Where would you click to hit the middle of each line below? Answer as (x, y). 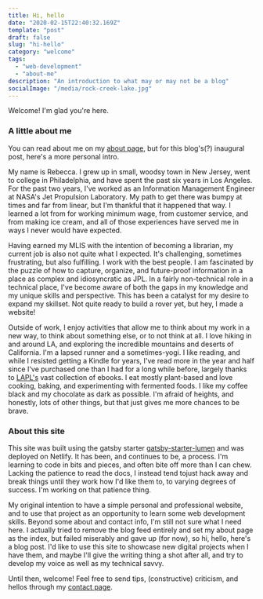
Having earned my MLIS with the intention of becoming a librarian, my (121, 245)
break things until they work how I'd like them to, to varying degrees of (122, 481)
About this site (36, 431)
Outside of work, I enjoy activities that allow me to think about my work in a (129, 327)
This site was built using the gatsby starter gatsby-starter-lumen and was (126, 447)
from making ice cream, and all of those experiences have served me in (124, 221)
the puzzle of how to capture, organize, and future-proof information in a (126, 270)
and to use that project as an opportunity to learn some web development (127, 513)
